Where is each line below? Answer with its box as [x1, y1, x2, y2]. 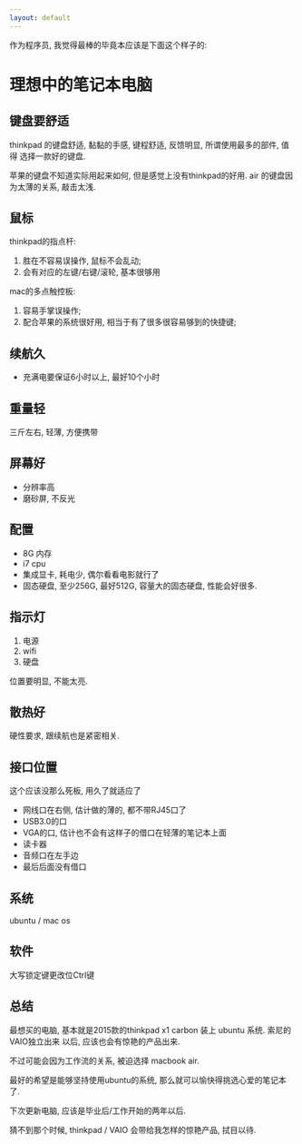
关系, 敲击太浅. [40, 181, 97, 192]
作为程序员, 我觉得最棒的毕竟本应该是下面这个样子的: [9, 39, 208, 50]
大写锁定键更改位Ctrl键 [9, 969, 95, 981]
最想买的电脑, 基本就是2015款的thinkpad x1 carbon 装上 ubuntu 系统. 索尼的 [9, 1024, 292, 1035]
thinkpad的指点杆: [9, 236, 77, 247]
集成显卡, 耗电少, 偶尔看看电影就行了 [22, 568, 160, 579]
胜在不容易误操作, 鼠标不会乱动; [22, 255, 141, 266]
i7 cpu [22, 557, 46, 568]
